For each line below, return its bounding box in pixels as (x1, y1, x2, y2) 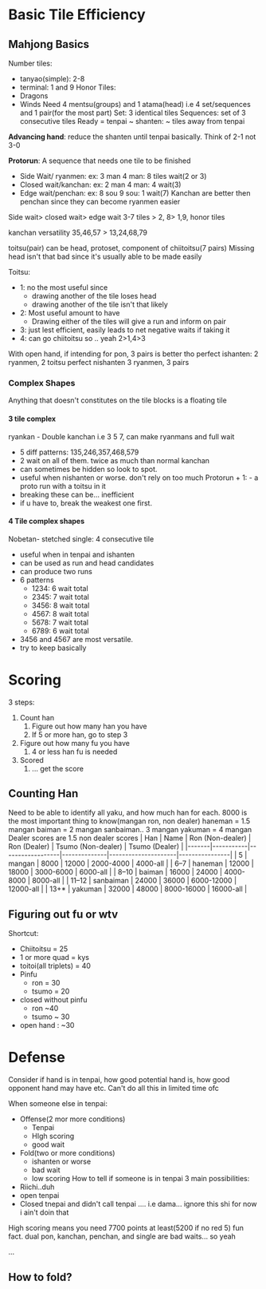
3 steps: (8, 697, 35, 707)
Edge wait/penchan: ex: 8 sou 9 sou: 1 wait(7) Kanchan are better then (19, 188, 251, 197)
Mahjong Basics (8, 38, 90, 51)
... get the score (31, 763, 84, 773)
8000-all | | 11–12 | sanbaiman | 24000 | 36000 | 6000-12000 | (31, 876, 237, 886)
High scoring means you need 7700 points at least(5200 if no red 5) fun (8, 1224, 244, 1233)
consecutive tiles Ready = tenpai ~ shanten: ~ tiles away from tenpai (19, 117, 245, 125)
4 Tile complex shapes (8, 517, 85, 526)
